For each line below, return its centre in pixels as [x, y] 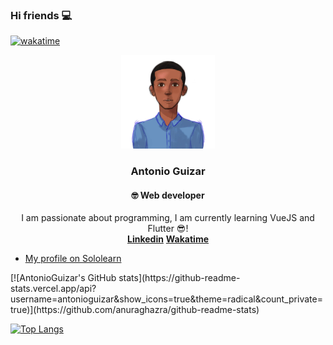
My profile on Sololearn [73, 259]
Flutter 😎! [168, 229]
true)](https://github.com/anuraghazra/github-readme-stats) [135, 310]
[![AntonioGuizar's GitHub [63, 278]
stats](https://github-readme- [179, 278]
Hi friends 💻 [41, 15]
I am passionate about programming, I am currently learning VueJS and [168, 218]
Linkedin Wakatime [168, 239]
